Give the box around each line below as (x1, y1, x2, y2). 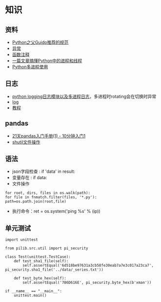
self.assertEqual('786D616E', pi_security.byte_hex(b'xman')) (22, 280, 152, 285)
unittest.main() (14, 293, 47, 298)
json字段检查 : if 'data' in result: (12, 168, 76, 174)
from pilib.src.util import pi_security (5, 246, 89, 251)
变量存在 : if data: (12, 175, 47, 181)
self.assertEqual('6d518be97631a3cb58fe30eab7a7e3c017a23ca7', (22, 263, 154, 268)
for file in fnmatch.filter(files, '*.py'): (5, 195, 97, 200)
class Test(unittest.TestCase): (5, 255, 71, 259)
